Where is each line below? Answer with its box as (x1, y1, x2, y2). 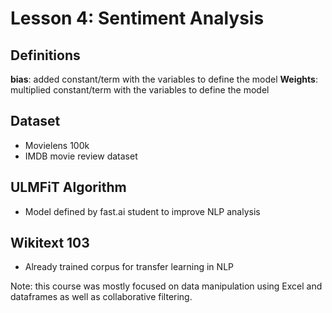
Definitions (10, 47, 81, 64)
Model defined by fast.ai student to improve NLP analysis (24, 205, 261, 217)
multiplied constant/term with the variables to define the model (10, 84, 270, 96)
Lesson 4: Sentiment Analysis (10, 7, 265, 30)
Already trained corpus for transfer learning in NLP (24, 261, 234, 273)
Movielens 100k (24, 139, 90, 151)
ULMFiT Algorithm (10, 179, 127, 196)
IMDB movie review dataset (24, 150, 138, 162)
